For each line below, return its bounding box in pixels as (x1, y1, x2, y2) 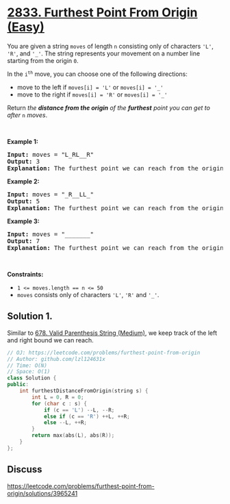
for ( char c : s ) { (31, 400, 88, 407)
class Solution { (7, 375, 57, 381)
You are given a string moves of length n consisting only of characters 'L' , (7, 42, 214, 50)
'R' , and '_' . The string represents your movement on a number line (7, 49, 201, 58)
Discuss (7, 464, 42, 475)
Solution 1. (7, 310, 53, 323)
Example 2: (7, 177, 40, 186)
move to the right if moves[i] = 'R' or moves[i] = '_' (16, 90, 168, 99)
